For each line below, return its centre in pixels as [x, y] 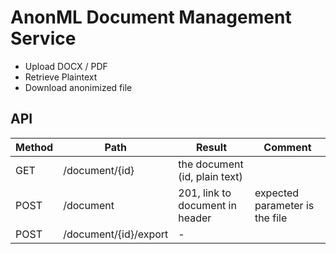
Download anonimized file [78, 87]
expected [277, 193]
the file [271, 218]
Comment [287, 147]
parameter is [284, 205]
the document [211, 164]
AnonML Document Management [151, 17]
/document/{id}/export [116, 234]
